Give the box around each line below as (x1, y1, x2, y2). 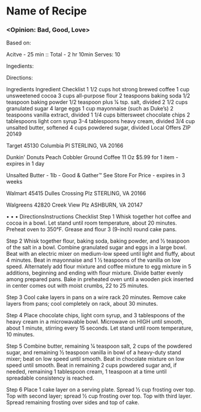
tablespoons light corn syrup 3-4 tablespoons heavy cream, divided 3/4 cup (6, 118, 195, 125)
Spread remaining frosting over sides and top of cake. (6, 399, 140, 406)
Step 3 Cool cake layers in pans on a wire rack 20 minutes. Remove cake (6, 294, 186, 301)
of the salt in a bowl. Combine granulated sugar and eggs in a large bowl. (6, 244, 187, 251)
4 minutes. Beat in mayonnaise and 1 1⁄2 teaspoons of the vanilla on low (6, 256, 181, 264)
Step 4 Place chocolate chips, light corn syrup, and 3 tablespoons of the (6, 312, 185, 319)
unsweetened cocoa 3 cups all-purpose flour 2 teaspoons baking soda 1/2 (6, 92, 191, 100)
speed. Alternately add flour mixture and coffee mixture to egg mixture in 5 (6, 263, 191, 270)
